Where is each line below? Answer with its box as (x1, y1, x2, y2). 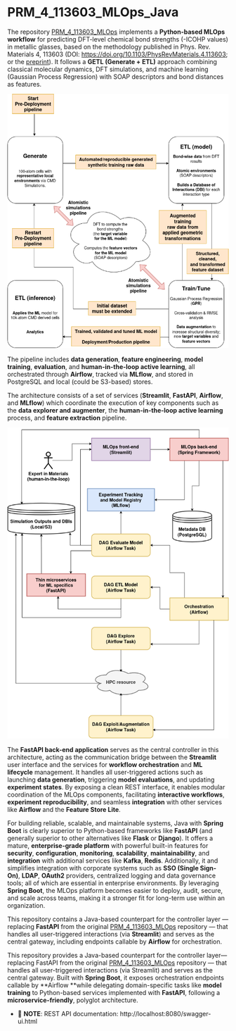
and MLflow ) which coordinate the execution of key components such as (7, 399, 219, 407)
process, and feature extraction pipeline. (7, 413, 127, 423)
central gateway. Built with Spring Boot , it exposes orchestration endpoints (7, 973, 225, 982)
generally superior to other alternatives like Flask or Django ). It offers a (7, 834, 213, 842)
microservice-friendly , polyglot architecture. (7, 996, 138, 1004)
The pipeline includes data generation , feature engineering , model (7, 355, 204, 363)
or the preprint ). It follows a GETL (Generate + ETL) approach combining (7, 57, 218, 65)
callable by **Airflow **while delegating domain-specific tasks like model (7, 981, 222, 989)
